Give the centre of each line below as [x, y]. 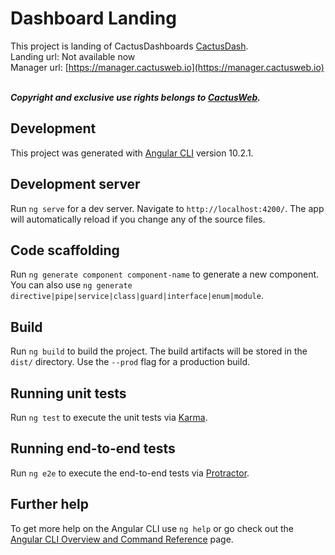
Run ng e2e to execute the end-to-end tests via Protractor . [130, 473]
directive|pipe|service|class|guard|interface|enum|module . [137, 296]
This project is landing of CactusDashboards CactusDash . [129, 46]
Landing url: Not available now [73, 56]
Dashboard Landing [93, 18]
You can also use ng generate [71, 285]
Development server [75, 184]
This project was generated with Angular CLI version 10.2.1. [132, 153]
